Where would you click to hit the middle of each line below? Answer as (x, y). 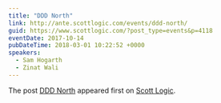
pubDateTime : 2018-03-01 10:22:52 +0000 (77, 46)
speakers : (25, 53)
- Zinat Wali (37, 68)
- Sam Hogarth (39, 61)
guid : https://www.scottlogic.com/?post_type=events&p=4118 (111, 30)
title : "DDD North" (41, 16)
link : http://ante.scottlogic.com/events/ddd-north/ (98, 23)
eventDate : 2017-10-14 (46, 38)
